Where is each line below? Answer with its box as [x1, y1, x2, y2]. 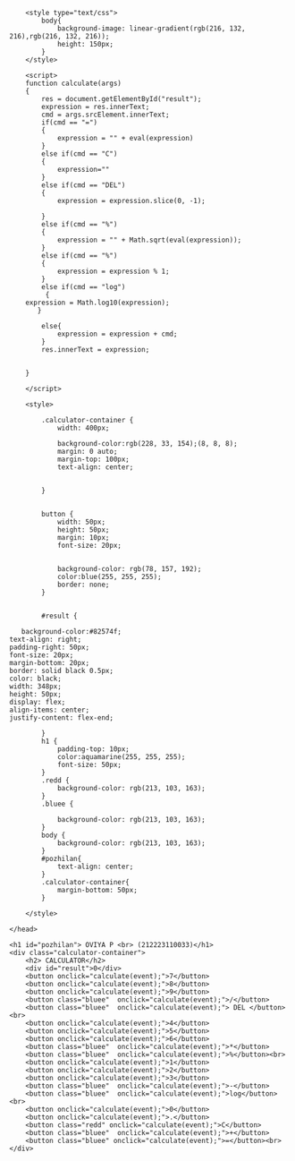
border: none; [56, 580, 110, 589]
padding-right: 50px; [9, 643, 90, 652]
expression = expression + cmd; [56, 329, 178, 338]
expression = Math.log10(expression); [25, 298, 170, 307]
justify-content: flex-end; [9, 713, 114, 722]
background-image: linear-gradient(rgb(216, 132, [56, 24, 246, 33]
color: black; [9, 674, 63, 683]
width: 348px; [9, 682, 63, 691]
